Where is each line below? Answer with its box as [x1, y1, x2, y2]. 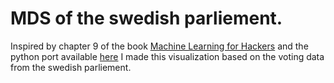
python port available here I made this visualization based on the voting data [10, 50, 325, 62]
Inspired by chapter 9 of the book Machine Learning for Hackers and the [10, 40, 309, 52]
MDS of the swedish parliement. [10, 7, 283, 30]
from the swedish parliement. [10, 61, 132, 73]
